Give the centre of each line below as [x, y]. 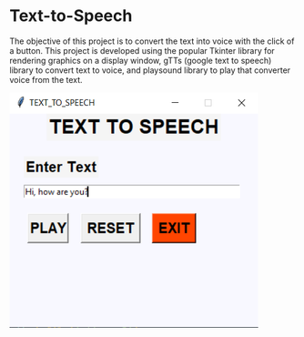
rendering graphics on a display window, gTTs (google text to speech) [141, 60]
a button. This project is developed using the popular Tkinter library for [142, 50]
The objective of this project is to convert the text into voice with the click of [152, 41]
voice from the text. [46, 79]
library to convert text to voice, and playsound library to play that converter [150, 70]
